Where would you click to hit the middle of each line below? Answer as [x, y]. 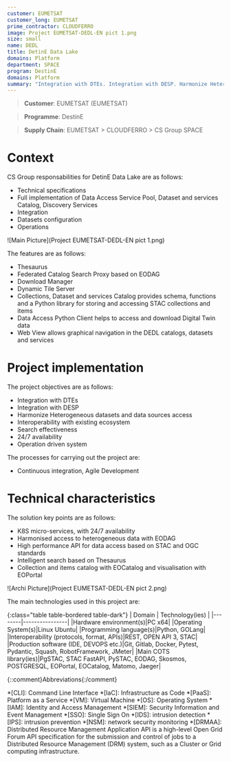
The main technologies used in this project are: [74, 602]
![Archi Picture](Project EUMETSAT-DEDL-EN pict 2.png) [87, 589]
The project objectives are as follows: [60, 387]
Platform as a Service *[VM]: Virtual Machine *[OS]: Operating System [108, 700]
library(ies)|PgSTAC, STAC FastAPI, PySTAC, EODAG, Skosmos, [97, 659]
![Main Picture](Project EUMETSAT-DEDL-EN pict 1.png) [86, 240]
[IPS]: [15, 722]
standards [31, 553]
